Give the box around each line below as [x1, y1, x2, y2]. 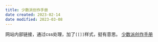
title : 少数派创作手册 [5, 7, 49, 13]
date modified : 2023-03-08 [5, 17, 63, 22]
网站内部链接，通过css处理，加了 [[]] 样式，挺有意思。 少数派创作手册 [5, 31, 153, 37]
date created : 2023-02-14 [5, 12, 60, 17]
